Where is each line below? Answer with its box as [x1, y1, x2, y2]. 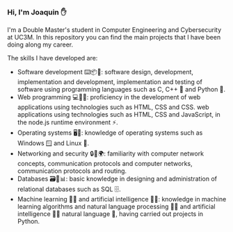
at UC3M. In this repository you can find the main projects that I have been [7, 33, 221, 42]
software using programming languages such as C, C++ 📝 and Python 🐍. [17, 85, 226, 94]
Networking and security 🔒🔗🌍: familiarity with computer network [17, 149, 204, 158]
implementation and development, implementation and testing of [17, 78, 203, 86]
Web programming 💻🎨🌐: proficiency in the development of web [17, 93, 201, 101]
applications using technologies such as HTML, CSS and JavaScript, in [17, 110, 220, 119]
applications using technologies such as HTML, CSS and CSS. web [17, 103, 210, 111]
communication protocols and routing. [17, 167, 127, 175]
